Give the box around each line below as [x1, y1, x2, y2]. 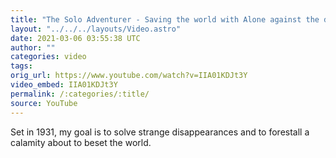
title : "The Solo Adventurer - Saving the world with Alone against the [10, 14, 320, 25]
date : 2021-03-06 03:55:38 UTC [10, 33, 141, 43]
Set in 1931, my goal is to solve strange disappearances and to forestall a [10, 126, 310, 138]
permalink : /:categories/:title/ [10, 89, 150, 99]
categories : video [10, 52, 87, 62]
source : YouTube [10, 98, 78, 108]
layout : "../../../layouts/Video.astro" [10, 24, 182, 34]
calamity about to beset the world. [10, 136, 152, 148]
